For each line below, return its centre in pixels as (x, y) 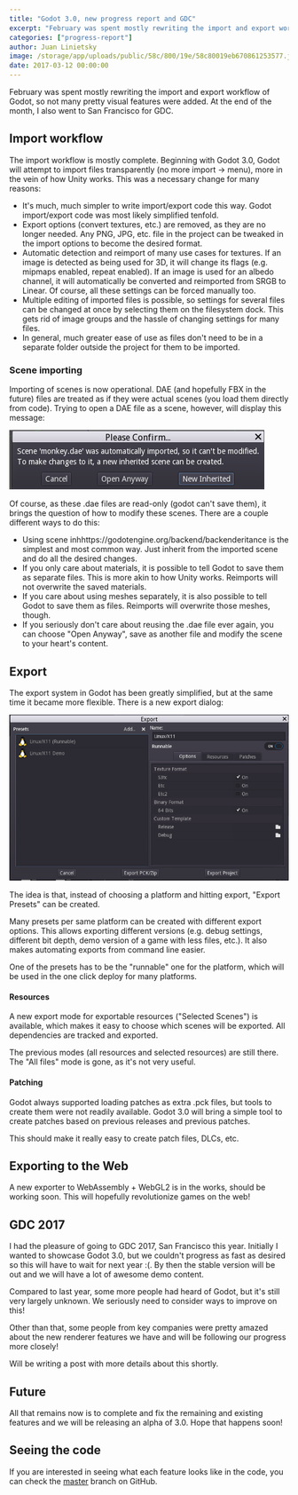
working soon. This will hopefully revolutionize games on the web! (130, 1197)
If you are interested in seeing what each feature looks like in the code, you (146, 1471)
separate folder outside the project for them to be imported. (131, 347)
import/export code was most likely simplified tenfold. (120, 215)
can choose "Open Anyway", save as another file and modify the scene (152, 634)
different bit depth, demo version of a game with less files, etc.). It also (138, 940)
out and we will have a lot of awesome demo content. (106, 1275)
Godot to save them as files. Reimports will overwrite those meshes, (146, 606)
